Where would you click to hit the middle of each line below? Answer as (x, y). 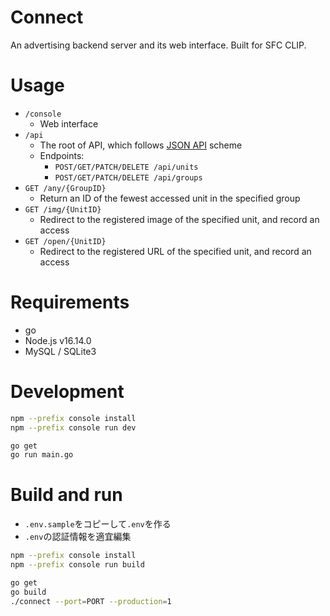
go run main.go (42, 455)
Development (67, 392)
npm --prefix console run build (77, 565)
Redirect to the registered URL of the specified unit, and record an (175, 251)
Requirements (70, 302)
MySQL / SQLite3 (60, 351)
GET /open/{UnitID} (65, 241)
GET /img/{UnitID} (63, 209)
